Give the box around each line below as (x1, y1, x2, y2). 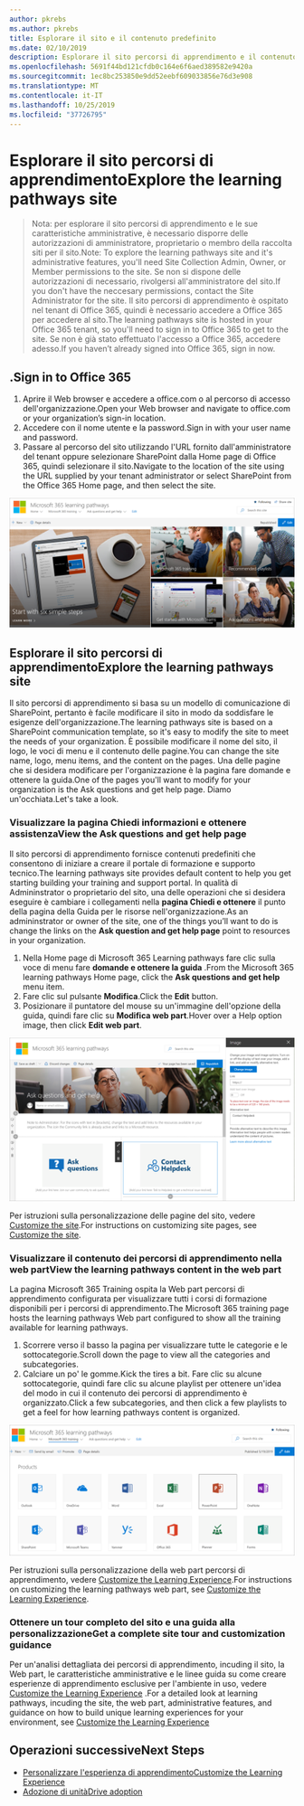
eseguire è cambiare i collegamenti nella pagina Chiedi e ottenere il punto (9, 896, 287, 907)
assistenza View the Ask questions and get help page (9, 827, 247, 840)
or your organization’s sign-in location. (22, 412, 166, 424)
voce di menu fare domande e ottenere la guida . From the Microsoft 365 (22, 961, 294, 972)
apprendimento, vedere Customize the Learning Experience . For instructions (9, 1574, 292, 1584)
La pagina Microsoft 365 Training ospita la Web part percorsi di (9, 1284, 245, 1295)
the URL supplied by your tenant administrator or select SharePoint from (22, 470, 292, 481)
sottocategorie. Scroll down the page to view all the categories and (22, 1349, 271, 1360)
